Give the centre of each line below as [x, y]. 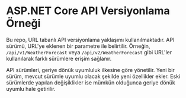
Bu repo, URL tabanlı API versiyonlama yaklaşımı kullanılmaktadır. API [90, 40]
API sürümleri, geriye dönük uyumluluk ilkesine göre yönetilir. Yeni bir [90, 70]
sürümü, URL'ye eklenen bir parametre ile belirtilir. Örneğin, [78, 46]
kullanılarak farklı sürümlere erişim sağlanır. [59, 58]
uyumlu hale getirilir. [31, 89]
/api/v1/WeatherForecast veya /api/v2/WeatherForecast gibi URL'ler [89, 52]
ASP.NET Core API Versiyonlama [88, 11]
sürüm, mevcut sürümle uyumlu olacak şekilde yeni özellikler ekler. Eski [93, 76]
